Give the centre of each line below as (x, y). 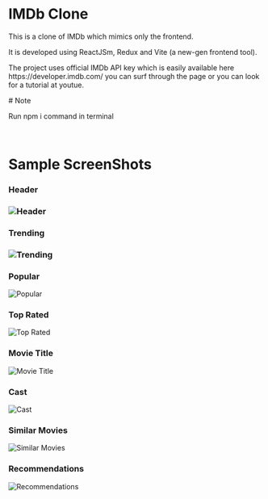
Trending (27, 233)
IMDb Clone (48, 14)
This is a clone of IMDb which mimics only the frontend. (101, 36)
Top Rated (29, 315)
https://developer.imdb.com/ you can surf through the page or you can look (134, 76)
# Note (20, 100)
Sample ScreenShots (80, 164)
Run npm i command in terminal (61, 116)
